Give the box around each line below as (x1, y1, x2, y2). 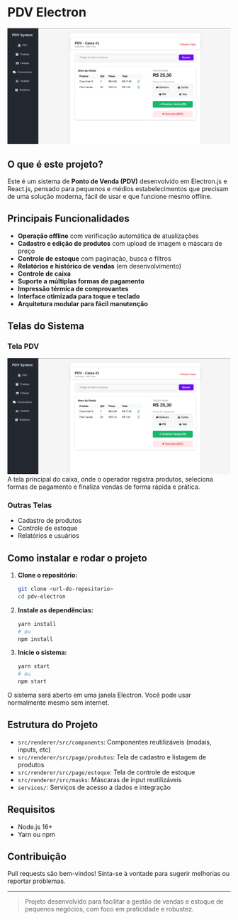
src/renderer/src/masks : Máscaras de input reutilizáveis (17, 775, 182, 784)
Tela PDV (7, 342, 40, 352)
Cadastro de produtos (17, 516, 82, 525)
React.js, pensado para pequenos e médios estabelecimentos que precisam (7, 185, 229, 193)
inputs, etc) (17, 745, 51, 754)
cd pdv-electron (17, 592, 66, 600)
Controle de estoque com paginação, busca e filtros (17, 254, 171, 263)
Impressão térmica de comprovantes (17, 284, 129, 293)
